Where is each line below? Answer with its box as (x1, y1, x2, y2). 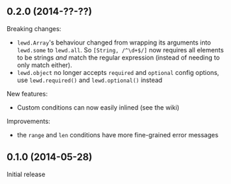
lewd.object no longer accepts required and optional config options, (16, 68, 220, 76)
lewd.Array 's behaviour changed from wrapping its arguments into (16, 38, 212, 47)
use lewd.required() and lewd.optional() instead (16, 76, 163, 84)
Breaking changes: (6, 24, 62, 33)
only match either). (16, 60, 72, 69)
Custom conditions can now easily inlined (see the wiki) (16, 103, 180, 112)
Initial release (6, 170, 45, 178)
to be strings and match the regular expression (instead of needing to (16, 53, 220, 62)
